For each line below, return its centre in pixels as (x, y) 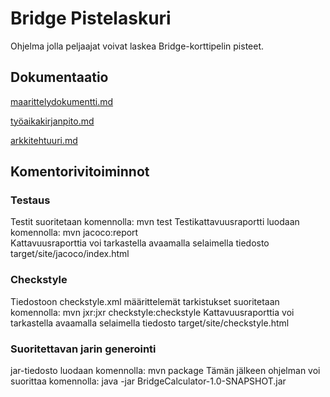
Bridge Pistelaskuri (91, 18)
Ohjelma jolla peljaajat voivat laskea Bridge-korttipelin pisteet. (137, 46)
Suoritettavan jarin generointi (83, 349)
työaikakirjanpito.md (52, 121)
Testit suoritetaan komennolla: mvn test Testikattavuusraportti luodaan (155, 222)
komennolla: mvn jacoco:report (74, 233)
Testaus (30, 200)
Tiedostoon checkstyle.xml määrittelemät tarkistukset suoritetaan (145, 301)
